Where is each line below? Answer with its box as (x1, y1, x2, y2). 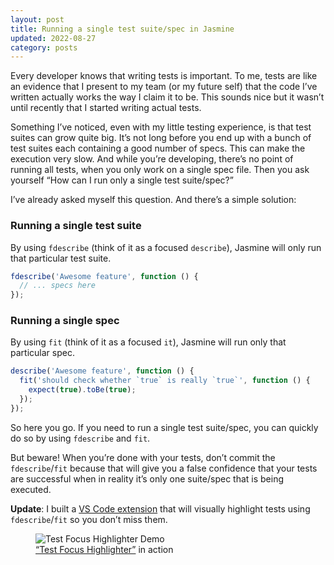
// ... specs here (19, 281, 97, 291)
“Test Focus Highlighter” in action (35, 543, 174, 555)
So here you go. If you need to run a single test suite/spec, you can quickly (10, 421, 319, 433)
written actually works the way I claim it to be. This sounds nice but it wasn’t (10, 91, 325, 103)
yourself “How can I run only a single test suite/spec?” (10, 174, 234, 186)
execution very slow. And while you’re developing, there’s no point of (10, 153, 294, 165)
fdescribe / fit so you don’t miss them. (10, 513, 168, 525)
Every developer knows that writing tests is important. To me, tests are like (10, 70, 318, 82)
